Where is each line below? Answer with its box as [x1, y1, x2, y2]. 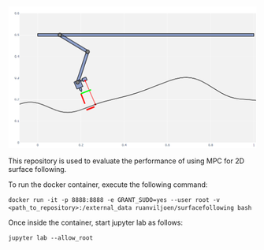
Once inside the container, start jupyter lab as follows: [8, 218, 184, 227]
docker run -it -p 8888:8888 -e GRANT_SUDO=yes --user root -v [8, 196, 221, 204]
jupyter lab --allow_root [8, 234, 93, 242]
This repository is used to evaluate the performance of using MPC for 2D [8, 156, 245, 166]
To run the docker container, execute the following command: [8, 180, 208, 189]
